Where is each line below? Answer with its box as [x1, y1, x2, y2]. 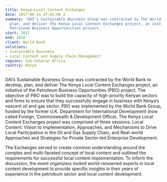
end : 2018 [5, 35, 26, 40]
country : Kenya [5, 63, 37, 68]
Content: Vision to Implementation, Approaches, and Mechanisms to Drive [5, 124, 157, 130]
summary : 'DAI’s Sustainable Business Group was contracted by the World [5, 16, 162, 21]
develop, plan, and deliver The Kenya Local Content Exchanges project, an [5, 82, 158, 88]
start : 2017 [5, 30, 30, 35]
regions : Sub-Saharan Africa [5, 58, 66, 63]
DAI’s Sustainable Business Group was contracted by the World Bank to [5, 77, 152, 83]
